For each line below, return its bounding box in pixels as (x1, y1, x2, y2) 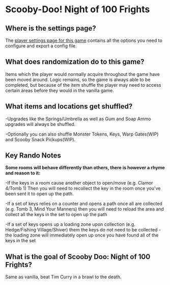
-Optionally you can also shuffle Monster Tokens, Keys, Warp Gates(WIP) (5, 131, 159, 137)
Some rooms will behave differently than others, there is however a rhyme (5, 165, 165, 171)
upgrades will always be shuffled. (5, 121, 76, 127)
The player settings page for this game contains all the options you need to (5, 37, 163, 43)
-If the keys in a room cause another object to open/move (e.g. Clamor (5, 180, 154, 186)
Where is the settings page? (5, 24, 96, 33)
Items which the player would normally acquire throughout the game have (5, 71, 160, 77)
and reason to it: (5, 170, 41, 176)
